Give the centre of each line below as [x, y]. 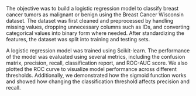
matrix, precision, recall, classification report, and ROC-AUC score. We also [97, 63]
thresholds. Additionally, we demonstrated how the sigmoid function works [96, 75]
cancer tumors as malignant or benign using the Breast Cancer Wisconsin [95, 15]
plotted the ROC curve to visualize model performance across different [92, 69]
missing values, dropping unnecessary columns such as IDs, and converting [98, 27]
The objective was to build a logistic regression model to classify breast [92, 8]
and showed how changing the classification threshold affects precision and [98, 81]
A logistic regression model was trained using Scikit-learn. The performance [98, 51]
